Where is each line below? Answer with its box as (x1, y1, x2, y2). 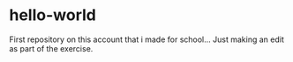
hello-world (9, 5, 97, 25)
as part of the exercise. (9, 43, 94, 53)
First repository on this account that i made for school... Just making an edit (9, 34, 284, 45)
